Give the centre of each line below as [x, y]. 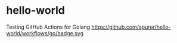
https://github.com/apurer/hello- [131, 27]
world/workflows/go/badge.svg [45, 33]
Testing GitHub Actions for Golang [48, 27]
